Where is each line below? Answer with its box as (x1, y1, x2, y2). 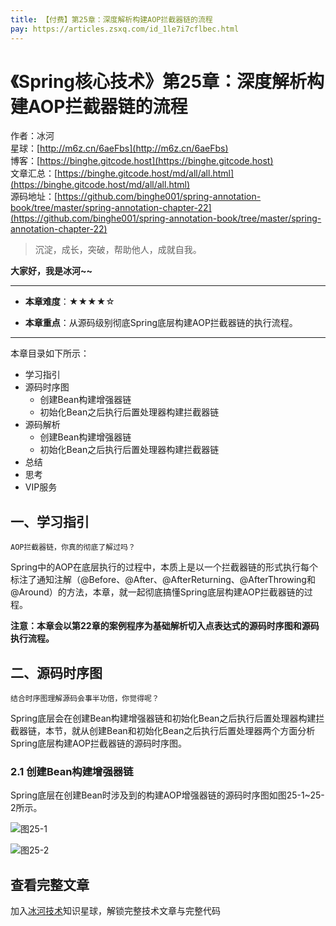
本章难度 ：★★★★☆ (24, 296, 115, 308)
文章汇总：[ (10, 167, 58, 180)
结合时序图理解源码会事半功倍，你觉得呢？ (10, 694, 160, 704)
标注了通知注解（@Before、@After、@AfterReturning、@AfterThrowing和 (10, 574, 316, 586)
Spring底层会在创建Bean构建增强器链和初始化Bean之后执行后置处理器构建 (10, 712, 317, 725)
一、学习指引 (10, 513, 90, 530)
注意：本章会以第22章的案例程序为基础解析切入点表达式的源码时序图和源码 (10, 620, 320, 632)
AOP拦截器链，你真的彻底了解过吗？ (10, 542, 136, 553)
